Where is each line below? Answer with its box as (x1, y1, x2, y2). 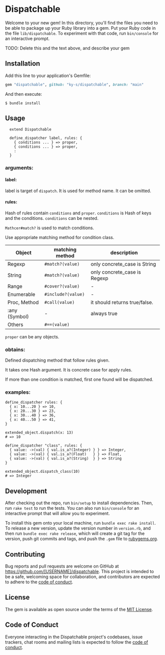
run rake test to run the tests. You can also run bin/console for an (5, 505, 139, 511)
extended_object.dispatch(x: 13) (5, 430, 74, 435)
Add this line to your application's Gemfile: (5, 73, 91, 79)
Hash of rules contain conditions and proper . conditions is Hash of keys (5, 210, 151, 216)
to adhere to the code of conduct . (5, 579, 74, 585)
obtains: (5, 346, 26, 353)
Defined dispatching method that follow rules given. (5, 357, 110, 364)
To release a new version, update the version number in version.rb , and (5, 525, 151, 532)
